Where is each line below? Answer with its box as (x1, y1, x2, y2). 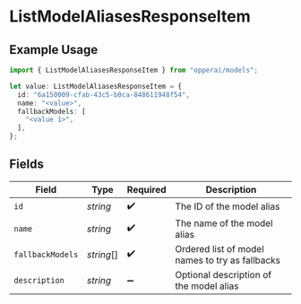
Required (126, 183, 168, 195)
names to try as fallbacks (175, 254, 280, 266)
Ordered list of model (175, 242, 264, 255)
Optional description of (175, 268, 271, 281)
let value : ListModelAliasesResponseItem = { (9, 82, 182, 91)
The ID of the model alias (175, 200, 280, 213)
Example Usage (9, 42, 99, 57)
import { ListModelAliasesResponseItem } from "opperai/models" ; (9, 65, 258, 74)
